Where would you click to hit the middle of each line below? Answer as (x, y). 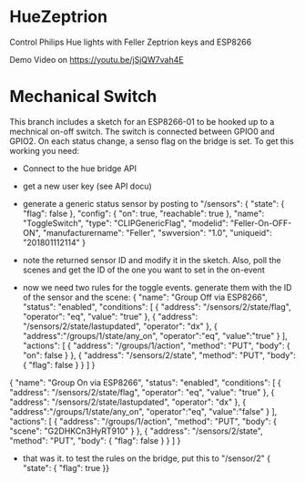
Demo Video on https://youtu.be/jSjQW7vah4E (97, 59)
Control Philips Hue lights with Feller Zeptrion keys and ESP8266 (131, 42)
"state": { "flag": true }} (66, 467)
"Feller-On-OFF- (261, 223)
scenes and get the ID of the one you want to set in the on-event (144, 270)
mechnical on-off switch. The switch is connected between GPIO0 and (142, 131)
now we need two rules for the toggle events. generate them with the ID (157, 287)
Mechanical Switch (83, 97)
